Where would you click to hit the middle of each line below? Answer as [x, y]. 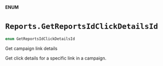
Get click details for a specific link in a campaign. [56, 58]
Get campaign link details [31, 48]
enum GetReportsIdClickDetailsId [40, 39]
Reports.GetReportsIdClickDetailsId [82, 27]
